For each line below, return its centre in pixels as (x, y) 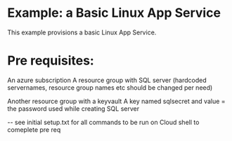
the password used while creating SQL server (73, 108)
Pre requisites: (51, 61)
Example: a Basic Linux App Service (114, 13)
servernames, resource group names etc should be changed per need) (110, 87)
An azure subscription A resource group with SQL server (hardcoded (107, 80)
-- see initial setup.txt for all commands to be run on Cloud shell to (103, 122)
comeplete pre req (34, 129)
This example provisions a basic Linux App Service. (82, 32)
